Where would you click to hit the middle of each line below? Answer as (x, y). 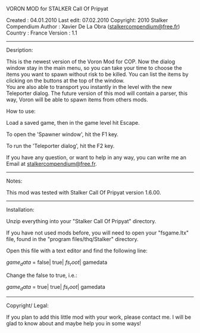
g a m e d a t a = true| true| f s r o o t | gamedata (56, 287)
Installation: (20, 209)
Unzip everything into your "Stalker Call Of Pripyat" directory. (81, 221)
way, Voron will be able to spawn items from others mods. (77, 100)
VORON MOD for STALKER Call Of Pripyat (57, 9)
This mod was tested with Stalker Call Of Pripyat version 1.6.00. (84, 192)
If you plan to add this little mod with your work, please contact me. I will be (99, 317)
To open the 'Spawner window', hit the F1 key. (62, 134)
